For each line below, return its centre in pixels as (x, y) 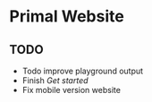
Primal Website (67, 17)
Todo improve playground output (83, 71)
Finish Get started (55, 81)
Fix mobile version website (71, 90)
